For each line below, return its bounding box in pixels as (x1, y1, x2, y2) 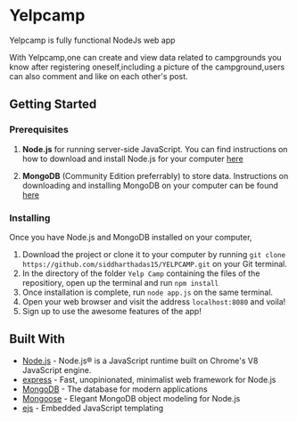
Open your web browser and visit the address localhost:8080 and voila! (21, 296, 286, 307)
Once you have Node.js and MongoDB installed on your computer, (9, 231, 252, 242)
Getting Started (9, 97, 97, 112)
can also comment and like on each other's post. (9, 70, 189, 81)
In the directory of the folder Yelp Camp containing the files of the (21, 268, 260, 279)
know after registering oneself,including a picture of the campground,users (9, 61, 285, 72)
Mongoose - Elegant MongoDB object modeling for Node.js (21, 393, 241, 403)
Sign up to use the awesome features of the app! (21, 305, 202, 316)
